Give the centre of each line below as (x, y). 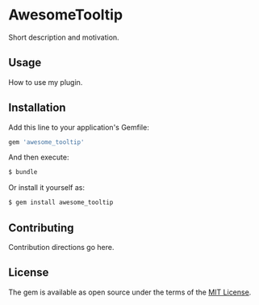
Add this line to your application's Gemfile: (79, 127)
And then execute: (39, 157)
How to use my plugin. (46, 82)
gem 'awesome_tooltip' (46, 142)
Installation (37, 108)
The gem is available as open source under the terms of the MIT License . (130, 292)
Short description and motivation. (64, 37)
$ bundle (23, 172)
